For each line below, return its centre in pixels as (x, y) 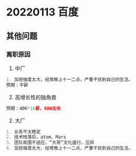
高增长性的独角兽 (35, 97)
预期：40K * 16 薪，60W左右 (33, 108)
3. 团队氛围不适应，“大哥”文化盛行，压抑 (50, 143)
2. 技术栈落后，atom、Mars (36, 137)
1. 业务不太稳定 (23, 132)
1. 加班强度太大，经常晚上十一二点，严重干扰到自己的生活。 (69, 79)
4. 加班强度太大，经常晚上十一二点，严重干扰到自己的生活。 (69, 148)
